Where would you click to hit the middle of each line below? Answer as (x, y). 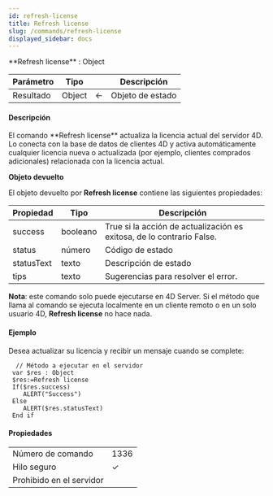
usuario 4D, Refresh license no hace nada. (80, 314)
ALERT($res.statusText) (63, 408)
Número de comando (53, 454)
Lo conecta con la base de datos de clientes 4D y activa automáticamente (132, 144)
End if (23, 416)
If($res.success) (41, 387)
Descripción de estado (148, 263)
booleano (79, 232)
